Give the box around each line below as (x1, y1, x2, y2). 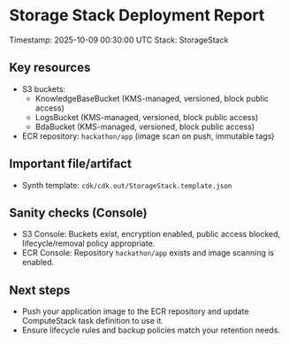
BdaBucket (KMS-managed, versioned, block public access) (34, 121, 255, 132)
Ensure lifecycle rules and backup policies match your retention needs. (21, 325, 281, 336)
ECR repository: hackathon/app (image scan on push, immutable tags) (21, 130, 275, 141)
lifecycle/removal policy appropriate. (21, 238, 156, 248)
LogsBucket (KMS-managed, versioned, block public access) (34, 111, 259, 122)
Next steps (9, 282, 71, 297)
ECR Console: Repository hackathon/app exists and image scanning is (21, 248, 275, 258)
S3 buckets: (21, 83, 66, 94)
